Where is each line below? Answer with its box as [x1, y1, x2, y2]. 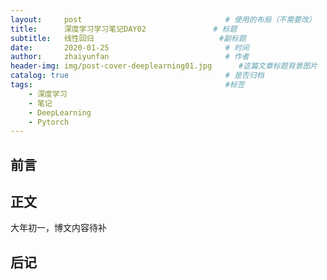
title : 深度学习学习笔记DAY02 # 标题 [10, 24, 238, 34]
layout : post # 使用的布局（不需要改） [10, 14, 317, 25]
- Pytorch [28, 117, 70, 127]
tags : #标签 [10, 80, 245, 90]
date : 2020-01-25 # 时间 [10, 42, 250, 53]
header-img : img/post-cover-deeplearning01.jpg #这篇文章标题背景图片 [10, 61, 318, 71]
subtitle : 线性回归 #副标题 [10, 33, 247, 43]
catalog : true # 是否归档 [10, 71, 265, 81]
